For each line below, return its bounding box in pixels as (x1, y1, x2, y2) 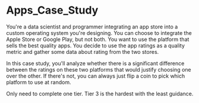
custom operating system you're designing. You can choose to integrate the (6, 29, 192, 36)
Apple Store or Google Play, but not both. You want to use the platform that (6, 36, 189, 43)
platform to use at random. (6, 78, 71, 86)
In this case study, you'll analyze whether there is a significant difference (6, 60, 185, 67)
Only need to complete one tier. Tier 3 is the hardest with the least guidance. (6, 90, 194, 97)
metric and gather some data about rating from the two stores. (6, 48, 159, 55)
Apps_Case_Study (6, 4, 99, 17)
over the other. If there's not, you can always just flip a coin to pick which (6, 72, 185, 79)
